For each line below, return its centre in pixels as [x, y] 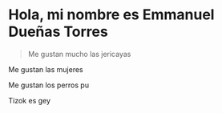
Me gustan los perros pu [49, 85]
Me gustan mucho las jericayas [79, 54]
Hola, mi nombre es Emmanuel [111, 15]
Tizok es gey [29, 100]
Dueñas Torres [58, 32]
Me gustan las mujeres [46, 69]
